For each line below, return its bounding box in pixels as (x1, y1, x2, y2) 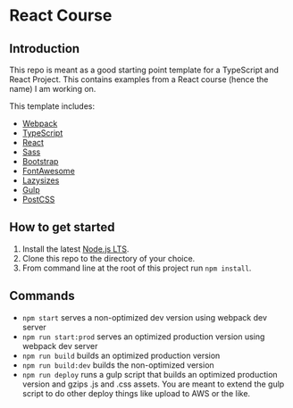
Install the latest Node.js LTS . (21, 243, 130, 254)
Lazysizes (21, 175, 60, 186)
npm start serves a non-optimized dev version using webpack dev (21, 312, 268, 322)
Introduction (9, 41, 80, 56)
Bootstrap (21, 156, 59, 166)
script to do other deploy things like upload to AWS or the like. (21, 387, 251, 398)
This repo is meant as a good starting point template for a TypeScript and (9, 64, 279, 75)
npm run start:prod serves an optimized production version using (21, 331, 265, 342)
